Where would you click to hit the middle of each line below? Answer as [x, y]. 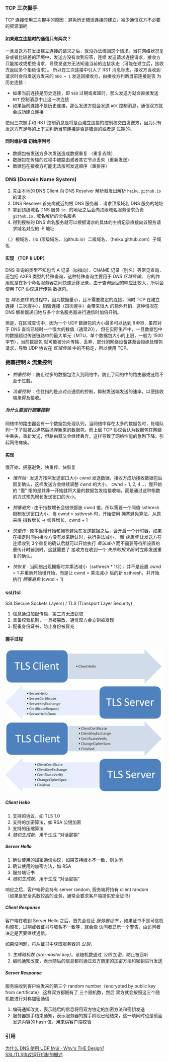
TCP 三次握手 [21, 8]
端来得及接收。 [28, 397]
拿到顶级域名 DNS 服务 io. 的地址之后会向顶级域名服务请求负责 [78, 210]
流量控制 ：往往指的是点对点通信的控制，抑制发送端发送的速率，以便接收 [88, 391]
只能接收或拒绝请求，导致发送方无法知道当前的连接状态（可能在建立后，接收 [84, 63]
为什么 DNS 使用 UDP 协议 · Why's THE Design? [55, 1048]
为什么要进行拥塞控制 [27, 410]
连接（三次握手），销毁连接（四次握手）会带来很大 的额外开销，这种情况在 [82, 306]
